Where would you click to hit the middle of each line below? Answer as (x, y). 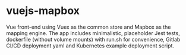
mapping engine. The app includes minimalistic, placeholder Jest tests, (93, 33)
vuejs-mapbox (43, 11)
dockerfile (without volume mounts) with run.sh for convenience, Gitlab (93, 39)
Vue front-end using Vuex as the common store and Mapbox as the (89, 27)
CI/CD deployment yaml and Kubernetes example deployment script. (90, 46)
